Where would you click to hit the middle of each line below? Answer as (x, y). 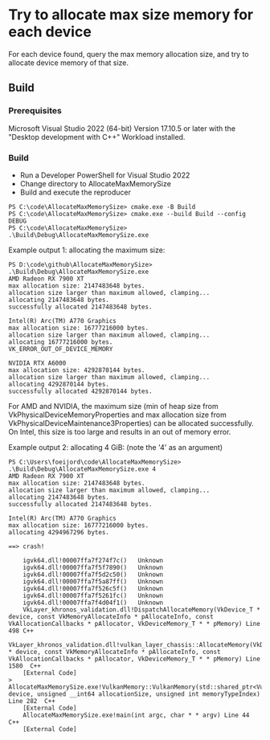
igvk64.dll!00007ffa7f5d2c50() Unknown (93, 574)
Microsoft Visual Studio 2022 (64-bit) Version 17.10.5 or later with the (122, 128)
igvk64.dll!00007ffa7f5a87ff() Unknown (93, 581)
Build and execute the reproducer (75, 192)
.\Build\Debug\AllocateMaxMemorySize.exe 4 (82, 469)
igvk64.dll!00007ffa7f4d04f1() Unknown (93, 603)
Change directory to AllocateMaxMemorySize (95, 183)
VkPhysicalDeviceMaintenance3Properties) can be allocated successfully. (131, 423)
